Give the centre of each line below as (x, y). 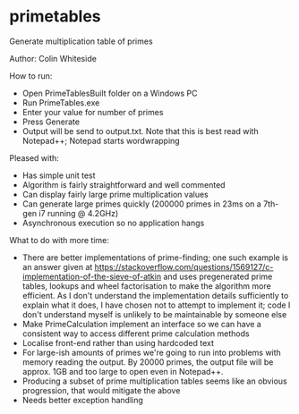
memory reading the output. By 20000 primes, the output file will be (148, 362)
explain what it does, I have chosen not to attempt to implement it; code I (156, 305)
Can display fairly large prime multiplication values (115, 194)
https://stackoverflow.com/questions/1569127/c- (184, 266)
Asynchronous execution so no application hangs (113, 223)
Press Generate (51, 122)
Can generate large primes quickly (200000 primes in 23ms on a (141, 204)
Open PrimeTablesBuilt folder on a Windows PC (110, 93)
